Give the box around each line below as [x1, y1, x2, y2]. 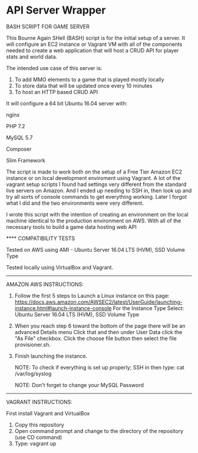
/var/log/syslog [14, 370, 52, 377]
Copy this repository [14, 421, 65, 428]
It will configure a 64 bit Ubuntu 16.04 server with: [6, 99, 128, 106]
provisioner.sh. [14, 341, 51, 348]
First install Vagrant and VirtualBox [6, 409, 90, 417]
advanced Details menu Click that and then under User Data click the [14, 328, 183, 335]
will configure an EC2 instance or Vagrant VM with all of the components [6, 41, 183, 48]
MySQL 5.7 [6, 134, 33, 141]
